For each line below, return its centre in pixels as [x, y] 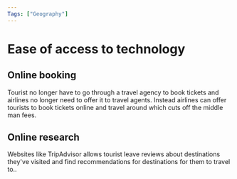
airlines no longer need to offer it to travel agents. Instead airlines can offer [117, 99]
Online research [43, 137]
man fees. [22, 115]
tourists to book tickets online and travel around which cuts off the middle [115, 107]
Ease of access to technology [96, 49]
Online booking [42, 75]
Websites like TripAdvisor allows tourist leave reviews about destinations [114, 154]
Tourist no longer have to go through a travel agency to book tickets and [113, 92]
